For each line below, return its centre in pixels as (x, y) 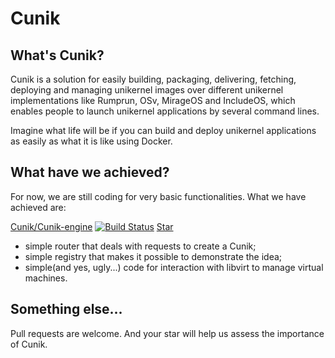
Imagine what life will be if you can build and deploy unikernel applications (163, 130)
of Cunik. (29, 344)
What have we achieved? (90, 172)
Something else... (66, 309)
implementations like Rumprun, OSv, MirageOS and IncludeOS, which (153, 100)
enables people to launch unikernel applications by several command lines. (165, 111)
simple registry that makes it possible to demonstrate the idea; (153, 256)
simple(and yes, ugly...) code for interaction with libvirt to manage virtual (174, 267)
